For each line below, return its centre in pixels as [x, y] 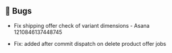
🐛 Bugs [18, 11]
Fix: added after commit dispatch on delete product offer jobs [90, 43]
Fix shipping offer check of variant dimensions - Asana [82, 25]
